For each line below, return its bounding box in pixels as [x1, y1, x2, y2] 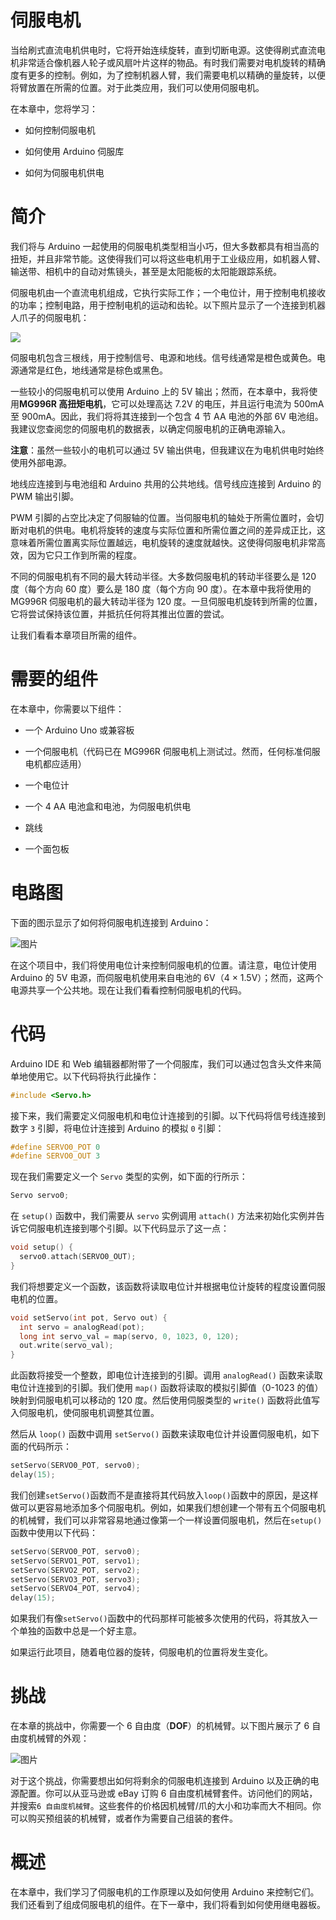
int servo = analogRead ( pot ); [19, 1322, 145, 1332]
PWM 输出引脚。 [10, 490, 80, 502]
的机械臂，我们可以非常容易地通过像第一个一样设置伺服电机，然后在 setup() [10, 1514, 323, 1526]
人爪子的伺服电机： [10, 311, 90, 323]
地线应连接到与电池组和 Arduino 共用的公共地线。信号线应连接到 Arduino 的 [10, 477, 322, 490]
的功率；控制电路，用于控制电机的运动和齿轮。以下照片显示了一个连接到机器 [10, 299, 326, 311]
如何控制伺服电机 [24, 124, 96, 136]
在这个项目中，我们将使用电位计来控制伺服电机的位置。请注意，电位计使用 [10, 959, 317, 971]
